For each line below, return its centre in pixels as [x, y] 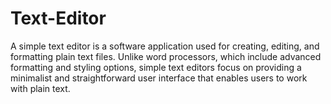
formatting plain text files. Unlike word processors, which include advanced [166, 56]
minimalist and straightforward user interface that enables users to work [159, 78]
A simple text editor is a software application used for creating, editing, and [165, 46]
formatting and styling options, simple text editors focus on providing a [156, 67]
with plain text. [40, 88]
